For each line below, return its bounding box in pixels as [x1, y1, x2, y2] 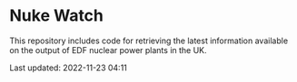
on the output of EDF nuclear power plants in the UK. [9, 44, 207, 55]
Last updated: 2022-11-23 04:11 [9, 62, 127, 73]
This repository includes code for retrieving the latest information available [9, 35, 289, 46]
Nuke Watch [9, 5, 104, 26]
